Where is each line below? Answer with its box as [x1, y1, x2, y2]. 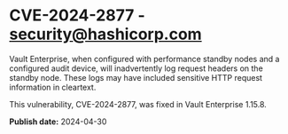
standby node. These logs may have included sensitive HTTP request [9, 72, 263, 83]
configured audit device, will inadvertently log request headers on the [9, 63, 263, 74]
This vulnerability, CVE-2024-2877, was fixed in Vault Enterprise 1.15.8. [9, 99, 268, 109]
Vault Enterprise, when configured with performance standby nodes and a [9, 53, 280, 64]
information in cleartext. [9, 82, 97, 92]
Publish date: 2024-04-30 [9, 116, 107, 127]
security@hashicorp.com [9, 24, 202, 44]
